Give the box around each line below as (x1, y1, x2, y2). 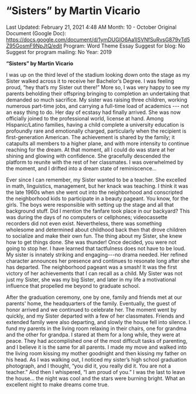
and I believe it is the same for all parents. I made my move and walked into (6, 344, 187, 351)
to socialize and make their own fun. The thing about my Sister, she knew (6, 232, 183, 239)
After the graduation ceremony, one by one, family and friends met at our (6, 294, 183, 301)
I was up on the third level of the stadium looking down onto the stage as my (6, 71, 190, 78)
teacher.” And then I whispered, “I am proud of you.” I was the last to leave (6, 368, 185, 375)
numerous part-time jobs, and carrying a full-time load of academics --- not (6, 102, 189, 109)
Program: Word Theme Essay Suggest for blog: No (63, 42, 185, 49)
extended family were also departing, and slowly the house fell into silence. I (6, 318, 190, 325)
